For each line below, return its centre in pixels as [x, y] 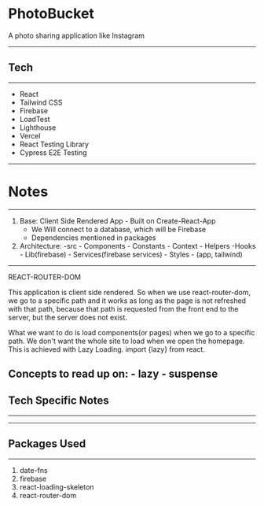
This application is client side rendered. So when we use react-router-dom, [130, 292]
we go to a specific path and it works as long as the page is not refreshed [127, 301]
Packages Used [47, 444]
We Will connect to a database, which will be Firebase [119, 229]
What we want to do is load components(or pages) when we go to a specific [132, 332]
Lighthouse [38, 127]
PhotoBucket [51, 14]
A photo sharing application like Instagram [77, 35]
